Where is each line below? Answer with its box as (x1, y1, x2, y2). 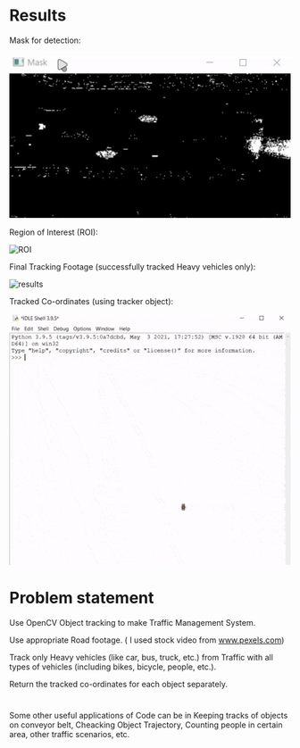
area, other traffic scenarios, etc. (9, 728, 130, 739)
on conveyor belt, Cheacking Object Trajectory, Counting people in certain (9, 719, 283, 730)
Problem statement (9, 588, 154, 608)
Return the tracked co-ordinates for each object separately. (9, 678, 228, 689)
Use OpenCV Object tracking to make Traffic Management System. (9, 617, 256, 627)
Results (9, 5, 67, 26)
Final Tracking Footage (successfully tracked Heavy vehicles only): (9, 261, 256, 272)
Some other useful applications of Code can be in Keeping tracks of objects (9, 710, 288, 720)
